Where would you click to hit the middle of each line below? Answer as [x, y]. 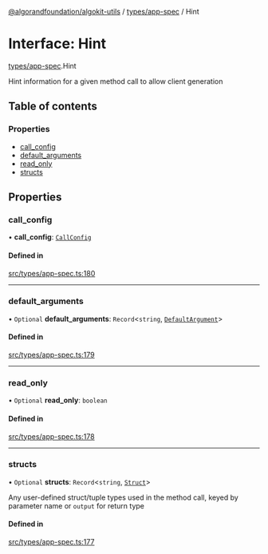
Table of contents [53, 107]
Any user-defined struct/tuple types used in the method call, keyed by [124, 497]
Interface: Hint [57, 44]
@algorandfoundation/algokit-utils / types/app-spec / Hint [104, 12]
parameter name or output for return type [77, 505]
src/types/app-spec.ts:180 [52, 273]
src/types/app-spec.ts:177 [51, 542]
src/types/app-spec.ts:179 [51, 355]
